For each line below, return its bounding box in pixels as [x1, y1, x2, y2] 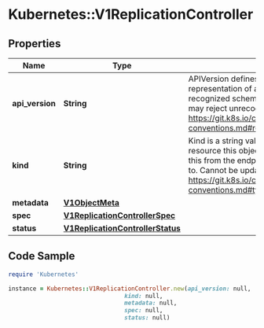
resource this [188, 146, 237, 156]
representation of [188, 83, 253, 94]
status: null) [124, 314, 170, 322]
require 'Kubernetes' [8, 270, 79, 278]
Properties [8, 37, 61, 50]
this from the [188, 155, 236, 166]
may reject [188, 103, 228, 113]
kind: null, [124, 292, 163, 300]
